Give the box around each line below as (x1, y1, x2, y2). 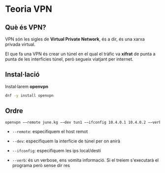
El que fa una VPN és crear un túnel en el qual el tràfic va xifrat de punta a (5, 51, 156, 57)
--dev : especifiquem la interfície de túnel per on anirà (12, 138, 120, 144)
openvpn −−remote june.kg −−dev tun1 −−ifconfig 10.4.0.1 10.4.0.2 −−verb (5, 120, 162, 125)
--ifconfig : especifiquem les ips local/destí (12, 148, 101, 154)
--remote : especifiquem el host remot (12, 129, 88, 135)
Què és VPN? (5, 23, 47, 32)
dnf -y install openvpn (5, 93, 54, 98)
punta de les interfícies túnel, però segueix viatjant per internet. (5, 56, 134, 62)
